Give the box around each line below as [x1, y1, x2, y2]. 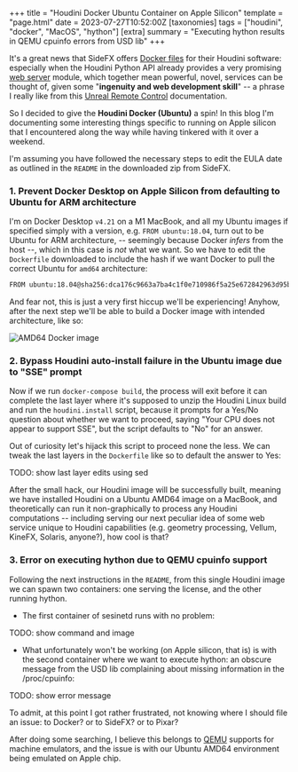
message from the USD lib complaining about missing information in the [21, 663, 286, 674]
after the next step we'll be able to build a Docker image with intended [9, 306, 265, 317]
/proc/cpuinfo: [21, 673, 75, 683]
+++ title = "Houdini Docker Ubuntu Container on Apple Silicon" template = [9, 8, 284, 18]
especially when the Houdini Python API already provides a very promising [9, 62, 282, 73]
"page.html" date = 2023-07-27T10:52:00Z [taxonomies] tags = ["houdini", [9, 17, 284, 28]
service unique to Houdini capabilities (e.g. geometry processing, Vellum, [9, 523, 278, 533]
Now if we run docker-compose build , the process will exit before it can [9, 386, 268, 397]
